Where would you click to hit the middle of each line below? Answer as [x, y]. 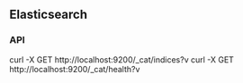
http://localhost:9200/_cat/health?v [75, 69]
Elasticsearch [49, 15]
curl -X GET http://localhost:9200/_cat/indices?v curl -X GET [121, 59]
